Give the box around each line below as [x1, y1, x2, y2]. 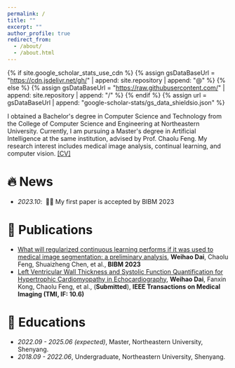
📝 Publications [7, 222, 93, 238]
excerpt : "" [7, 23, 42, 30]
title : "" [7, 17, 36, 24]
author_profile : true [7, 29, 71, 37]
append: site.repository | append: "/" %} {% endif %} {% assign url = [7, 90, 207, 99]
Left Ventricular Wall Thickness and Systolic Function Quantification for [17, 267, 223, 275]
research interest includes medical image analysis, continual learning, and [7, 142, 221, 150]
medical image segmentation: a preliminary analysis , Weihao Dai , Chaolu [17, 252, 229, 261]
